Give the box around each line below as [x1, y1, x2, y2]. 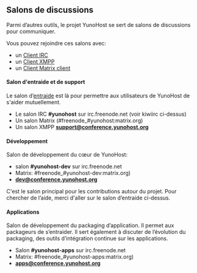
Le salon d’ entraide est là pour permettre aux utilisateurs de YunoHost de [6, 92, 190, 100]
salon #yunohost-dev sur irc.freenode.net [15, 163, 122, 170]
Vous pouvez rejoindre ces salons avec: [6, 39, 107, 47]
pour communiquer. [6, 28, 56, 35]
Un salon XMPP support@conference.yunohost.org [15, 124, 149, 131]
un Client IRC [15, 51, 49, 59]
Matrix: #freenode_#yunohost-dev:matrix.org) [15, 170, 131, 177]
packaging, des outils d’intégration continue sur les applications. [6, 235, 169, 242]
